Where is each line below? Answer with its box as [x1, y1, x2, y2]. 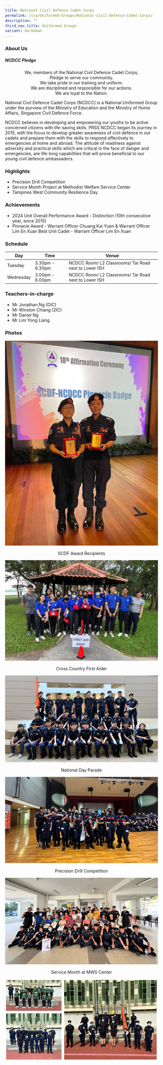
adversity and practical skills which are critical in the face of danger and [5, 145, 149, 151]
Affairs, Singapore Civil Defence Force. [5, 110, 83, 116]
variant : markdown [5, 28, 42, 34]
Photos [5, 329, 22, 336]
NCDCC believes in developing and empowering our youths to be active [5, 119, 149, 125]
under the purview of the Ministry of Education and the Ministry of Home [5, 105, 150, 111]
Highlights [5, 168, 30, 175]
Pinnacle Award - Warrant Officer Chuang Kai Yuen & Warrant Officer [12, 223, 150, 229]
